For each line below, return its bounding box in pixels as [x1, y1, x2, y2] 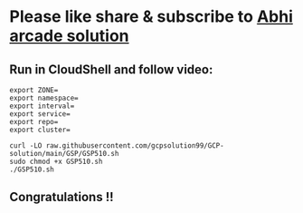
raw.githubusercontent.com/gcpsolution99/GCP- [45, 141, 224, 150]
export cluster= [9, 125, 71, 134]
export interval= [9, 102, 75, 111]
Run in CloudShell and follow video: [9, 62, 213, 77]
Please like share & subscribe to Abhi [9, 6, 294, 27]
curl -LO [9, 141, 43, 150]
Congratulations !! [9, 189, 115, 205]
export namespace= [9, 93, 79, 102]
